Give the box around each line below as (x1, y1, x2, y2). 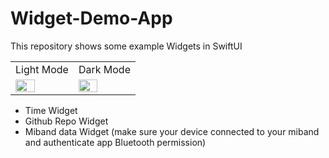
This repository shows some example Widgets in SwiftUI (10, 40, 243, 52)
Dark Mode (78, 62, 131, 76)
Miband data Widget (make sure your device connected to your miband (24, 125, 320, 137)
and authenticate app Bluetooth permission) (24, 136, 207, 148)
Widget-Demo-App (10, 7, 173, 30)
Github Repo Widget (24, 115, 109, 127)
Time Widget (24, 104, 78, 116)
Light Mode (15, 62, 69, 76)
